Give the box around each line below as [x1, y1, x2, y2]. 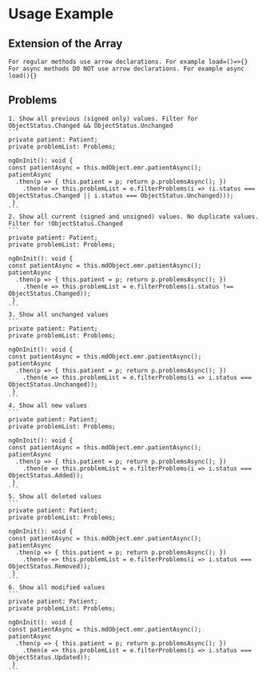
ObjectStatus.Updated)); [8, 653, 91, 661]
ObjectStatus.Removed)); [8, 562, 91, 570]
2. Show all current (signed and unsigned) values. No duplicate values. [8, 213, 260, 221]
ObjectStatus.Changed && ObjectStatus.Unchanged [8, 122, 173, 130]
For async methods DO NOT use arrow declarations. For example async [8, 65, 245, 73]
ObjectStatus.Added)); [8, 471, 84, 480]
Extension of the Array [8, 37, 123, 50]
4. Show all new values [8, 401, 88, 409]
